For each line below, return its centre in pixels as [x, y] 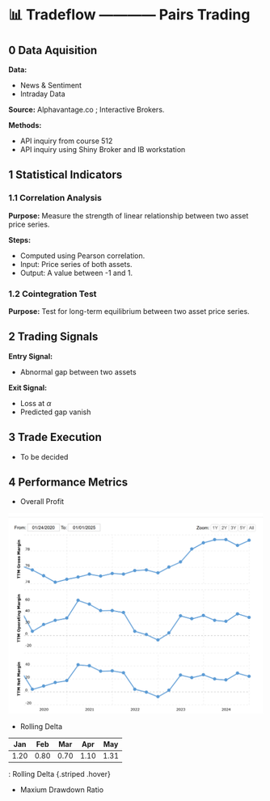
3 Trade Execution [55, 437]
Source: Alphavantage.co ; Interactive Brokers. [86, 110]
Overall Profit [42, 502]
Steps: [19, 239]
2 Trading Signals [53, 337]
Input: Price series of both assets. [76, 264]
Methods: [25, 125]
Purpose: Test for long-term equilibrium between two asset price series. [129, 311]
